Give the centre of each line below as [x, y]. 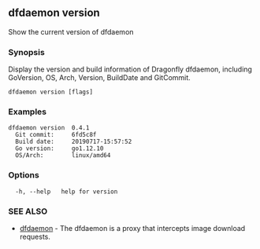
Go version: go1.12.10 [59, 148]
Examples [28, 112]
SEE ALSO [28, 211]
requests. [35, 236]
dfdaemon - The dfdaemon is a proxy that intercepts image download [132, 228]
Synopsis [26, 52]
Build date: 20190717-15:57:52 [74, 142]
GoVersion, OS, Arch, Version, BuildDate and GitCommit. [99, 78]
